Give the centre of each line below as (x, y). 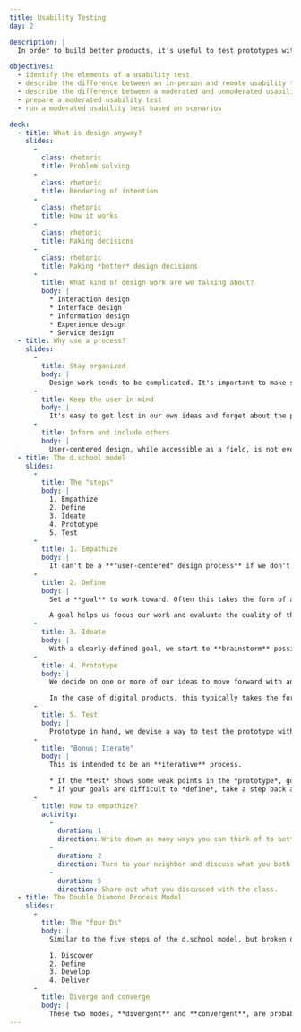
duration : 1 (79, 831)
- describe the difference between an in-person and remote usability (152, 83)
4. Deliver (69, 980)
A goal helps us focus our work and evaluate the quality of (165, 615)
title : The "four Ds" (82, 923)
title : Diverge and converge (96, 997)
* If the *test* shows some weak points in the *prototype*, (165, 781)
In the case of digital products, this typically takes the (163, 698)
